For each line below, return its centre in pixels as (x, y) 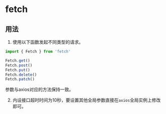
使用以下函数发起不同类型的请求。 (48, 42)
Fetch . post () (19, 65)
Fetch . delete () (21, 75)
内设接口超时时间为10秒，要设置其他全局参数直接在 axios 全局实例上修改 (87, 100)
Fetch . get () (18, 61)
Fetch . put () (18, 70)
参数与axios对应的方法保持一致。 (39, 89)
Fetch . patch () (20, 79)
